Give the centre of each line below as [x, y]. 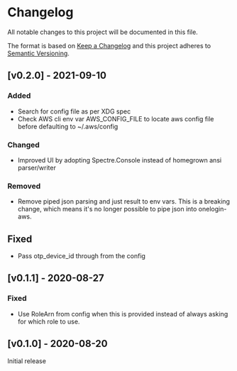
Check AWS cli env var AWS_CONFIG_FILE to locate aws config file [116, 118]
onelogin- [213, 209]
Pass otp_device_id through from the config [81, 256]
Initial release [27, 361]
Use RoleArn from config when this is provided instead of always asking [123, 314]
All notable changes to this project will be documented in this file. [103, 32]
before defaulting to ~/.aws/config [68, 126]
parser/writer [37, 167]
